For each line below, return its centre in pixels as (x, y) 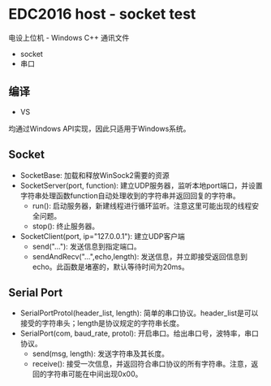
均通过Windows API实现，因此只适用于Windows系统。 (99, 128)
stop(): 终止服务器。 (66, 226)
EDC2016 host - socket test (102, 14)
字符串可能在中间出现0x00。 (95, 374)
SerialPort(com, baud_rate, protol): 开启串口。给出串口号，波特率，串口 (140, 333)
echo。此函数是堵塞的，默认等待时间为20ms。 (110, 267)
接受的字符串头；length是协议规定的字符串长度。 (102, 323)
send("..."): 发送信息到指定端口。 (87, 246)
